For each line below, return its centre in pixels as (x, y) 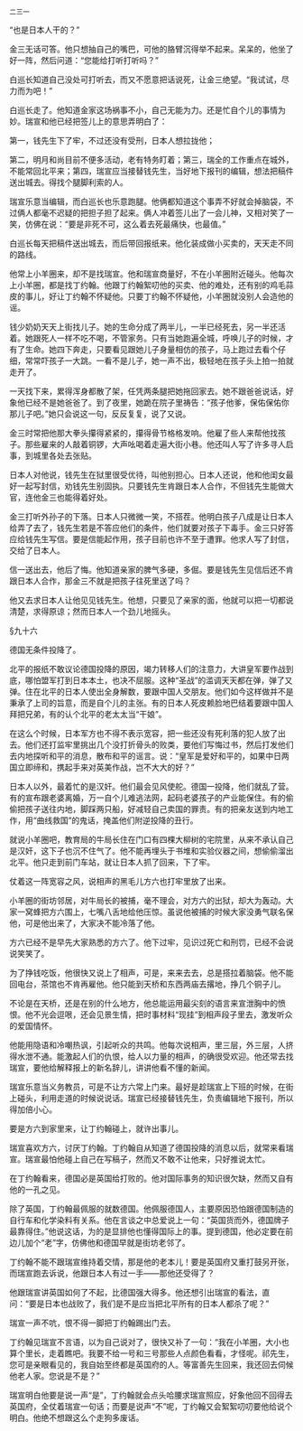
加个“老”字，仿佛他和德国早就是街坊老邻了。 (108, 1243)
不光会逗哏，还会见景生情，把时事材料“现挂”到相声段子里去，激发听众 (163, 1015)
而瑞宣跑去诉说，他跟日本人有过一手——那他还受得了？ (112, 1273)
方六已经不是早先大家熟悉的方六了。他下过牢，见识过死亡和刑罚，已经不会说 (151, 942)
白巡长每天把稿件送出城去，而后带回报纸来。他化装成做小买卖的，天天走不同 (151, 243)
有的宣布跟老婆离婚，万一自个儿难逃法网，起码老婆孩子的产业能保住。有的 (147, 798)
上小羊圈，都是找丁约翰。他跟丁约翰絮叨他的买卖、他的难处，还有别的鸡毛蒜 (151, 285)
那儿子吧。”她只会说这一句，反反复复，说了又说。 (100, 414)
